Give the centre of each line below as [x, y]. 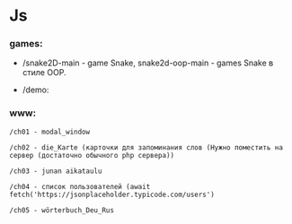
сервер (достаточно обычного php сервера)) [92, 155]
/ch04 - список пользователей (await [80, 186]
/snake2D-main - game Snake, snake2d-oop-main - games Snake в [148, 63]
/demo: [35, 90]
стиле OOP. [44, 73]
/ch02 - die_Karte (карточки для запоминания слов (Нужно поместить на [146, 147]
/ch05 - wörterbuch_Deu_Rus [62, 210]
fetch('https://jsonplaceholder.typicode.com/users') [112, 194]
